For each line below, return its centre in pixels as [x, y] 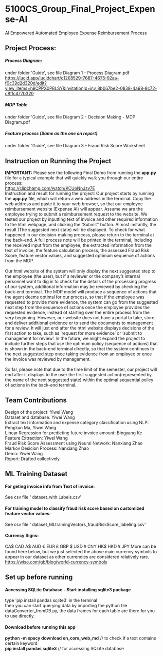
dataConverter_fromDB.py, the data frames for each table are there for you [80, 611]
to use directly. [20, 616]
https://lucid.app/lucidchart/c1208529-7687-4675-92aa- [62, 78]
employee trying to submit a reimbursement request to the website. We [76, 214]
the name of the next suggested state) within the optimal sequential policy [79, 380]
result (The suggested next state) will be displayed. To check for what [75, 230]
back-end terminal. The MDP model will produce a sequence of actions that [81, 292]
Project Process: [31, 48]
